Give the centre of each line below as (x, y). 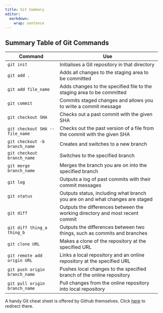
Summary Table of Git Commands (57, 42)
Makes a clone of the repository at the (103, 241)
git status (20, 196)
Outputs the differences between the (102, 207)
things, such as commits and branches (104, 233)
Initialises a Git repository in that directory (107, 65)
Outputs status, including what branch (103, 193)
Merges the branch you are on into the (103, 165)
